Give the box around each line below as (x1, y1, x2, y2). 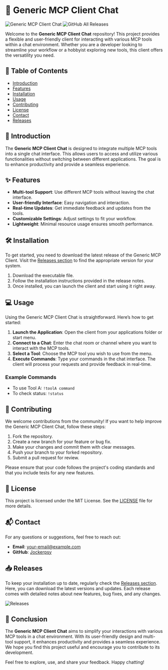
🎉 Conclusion (5, 615, 47, 623)
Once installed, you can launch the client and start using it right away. (12, 283, 156, 289)
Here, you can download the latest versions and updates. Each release (5, 585, 151, 591)
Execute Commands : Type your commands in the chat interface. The (12, 356, 156, 362)
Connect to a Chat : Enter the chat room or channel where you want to (12, 340, 156, 346)
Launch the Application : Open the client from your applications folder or (12, 329, 162, 335)
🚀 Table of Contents (5, 67, 68, 75)
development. (5, 649, 33, 655)
